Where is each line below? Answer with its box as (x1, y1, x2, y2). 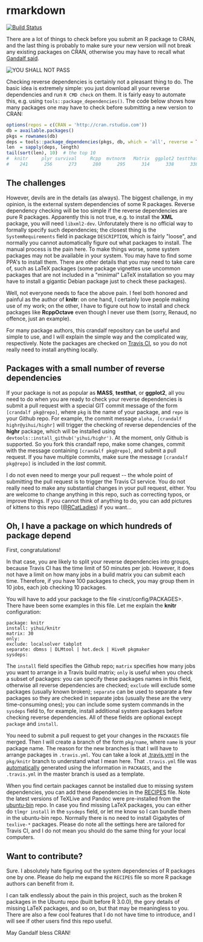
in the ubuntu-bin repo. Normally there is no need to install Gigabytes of (6, 814, 185, 822)
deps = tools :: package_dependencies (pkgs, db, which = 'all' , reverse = (6, 138, 193, 145)
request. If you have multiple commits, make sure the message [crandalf (6, 453, 188, 460)
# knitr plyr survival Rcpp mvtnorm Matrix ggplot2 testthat (6, 155, 199, 162)
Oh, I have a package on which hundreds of (6, 521, 172, 531)
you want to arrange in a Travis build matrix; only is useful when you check (6, 669, 193, 676)
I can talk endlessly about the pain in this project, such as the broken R (6, 892, 182, 899)
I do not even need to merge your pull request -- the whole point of (6, 471, 173, 478)
